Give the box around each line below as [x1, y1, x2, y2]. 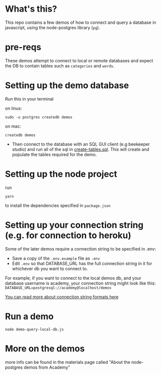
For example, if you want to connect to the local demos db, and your [5, 275, 142, 281]
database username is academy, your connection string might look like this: [5, 280, 156, 286]
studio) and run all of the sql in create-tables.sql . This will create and [12, 146, 149, 152]
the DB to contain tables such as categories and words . [5, 63, 115, 68]
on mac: [5, 123, 21, 129]
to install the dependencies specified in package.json [5, 203, 111, 208]
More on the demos [5, 343, 85, 354]
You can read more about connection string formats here [5, 294, 119, 300]
